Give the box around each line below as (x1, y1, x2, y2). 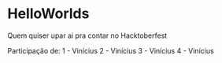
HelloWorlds (7, 5, 90, 23)
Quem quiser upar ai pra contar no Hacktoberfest (7, 31, 168, 40)
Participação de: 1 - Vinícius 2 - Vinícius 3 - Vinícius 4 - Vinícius (7, 46, 214, 55)
